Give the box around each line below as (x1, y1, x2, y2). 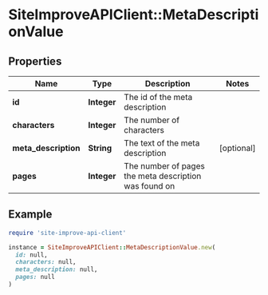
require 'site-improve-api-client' (8, 229, 127, 237)
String (87, 142, 112, 153)
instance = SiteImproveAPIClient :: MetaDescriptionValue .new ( (8, 243, 216, 251)
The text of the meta (123, 138, 200, 149)
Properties (8, 54, 62, 68)
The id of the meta (123, 92, 193, 102)
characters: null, (15, 258, 77, 266)
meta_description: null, (15, 265, 98, 273)
